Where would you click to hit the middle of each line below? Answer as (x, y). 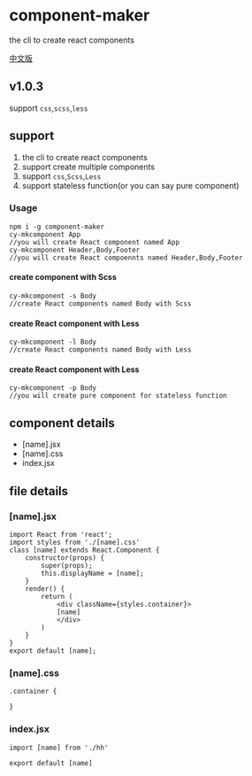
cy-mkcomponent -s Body (53, 296)
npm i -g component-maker (57, 227)
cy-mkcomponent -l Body (53, 342)
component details (62, 423)
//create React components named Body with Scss (100, 304)
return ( (57, 596)
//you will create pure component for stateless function (118, 396)
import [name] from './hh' (59, 748)
